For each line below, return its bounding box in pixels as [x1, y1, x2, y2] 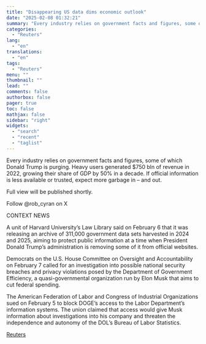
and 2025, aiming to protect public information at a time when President [6, 236, 188, 244]
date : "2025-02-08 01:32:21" [6, 15, 81, 21]
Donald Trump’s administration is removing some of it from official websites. [6, 243, 198, 250]
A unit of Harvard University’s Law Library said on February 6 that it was [6, 223, 188, 231]
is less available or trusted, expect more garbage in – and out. [6, 176, 162, 184]
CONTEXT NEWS [6, 212, 50, 219]
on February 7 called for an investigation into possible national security [6, 261, 186, 269]
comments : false [6, 89, 48, 95]
